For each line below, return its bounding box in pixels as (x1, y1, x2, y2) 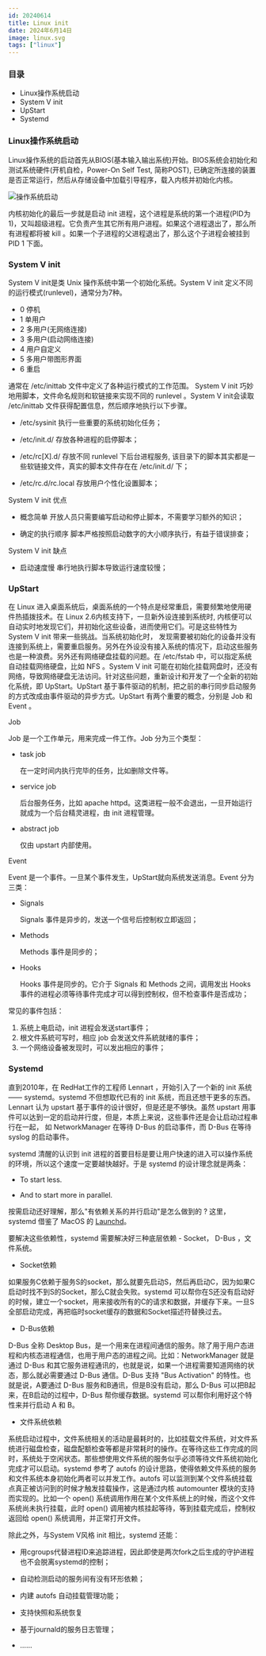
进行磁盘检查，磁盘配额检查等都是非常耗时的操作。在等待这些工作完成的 (14, 1443, 251, 1453)
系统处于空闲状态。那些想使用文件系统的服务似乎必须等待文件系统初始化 (21, 1453, 258, 1463)
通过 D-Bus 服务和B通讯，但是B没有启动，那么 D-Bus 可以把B (47, 1380, 249, 1390)
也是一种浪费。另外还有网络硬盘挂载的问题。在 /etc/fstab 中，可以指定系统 (8, 652, 252, 662)
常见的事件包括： (8, 1006, 64, 1016)
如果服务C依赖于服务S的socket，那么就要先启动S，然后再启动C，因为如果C (8, 1276, 256, 1287)
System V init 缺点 (8, 546, 67, 556)
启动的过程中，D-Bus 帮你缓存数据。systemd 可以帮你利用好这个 (33, 1390, 245, 1399)
